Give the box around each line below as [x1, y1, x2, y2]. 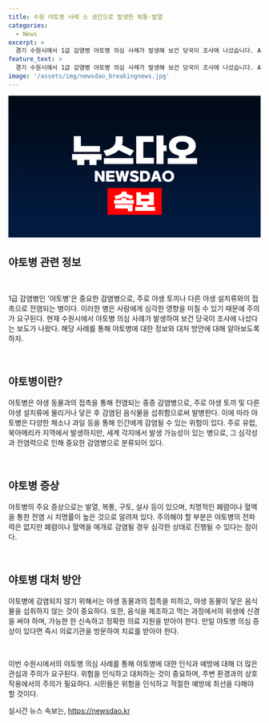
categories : [8, 21, 48, 30]
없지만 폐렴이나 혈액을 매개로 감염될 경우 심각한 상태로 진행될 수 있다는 [22, 522, 243, 531]
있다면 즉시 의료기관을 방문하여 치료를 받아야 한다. [22, 626, 179, 636]
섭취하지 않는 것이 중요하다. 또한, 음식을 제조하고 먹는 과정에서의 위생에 [22, 606, 246, 616]
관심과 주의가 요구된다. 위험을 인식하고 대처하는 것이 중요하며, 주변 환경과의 [8, 668, 243, 678]
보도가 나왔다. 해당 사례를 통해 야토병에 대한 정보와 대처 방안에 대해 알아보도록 [16, 324, 260, 333]
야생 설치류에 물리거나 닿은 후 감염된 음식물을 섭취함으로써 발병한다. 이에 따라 [8, 407, 250, 417]
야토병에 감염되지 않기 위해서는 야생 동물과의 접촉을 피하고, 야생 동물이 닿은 [8, 596, 243, 605]
